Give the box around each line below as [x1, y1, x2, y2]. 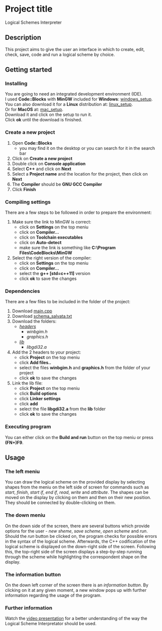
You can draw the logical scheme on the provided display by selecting [5, 479, 146, 485]
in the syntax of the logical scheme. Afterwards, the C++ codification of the [5, 538, 156, 544]
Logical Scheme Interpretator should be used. [5, 621, 97, 627]
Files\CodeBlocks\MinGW [19, 250, 73, 256]
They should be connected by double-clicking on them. [5, 500, 116, 505]
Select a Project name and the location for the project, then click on [12, 171, 148, 177]
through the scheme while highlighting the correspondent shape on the [5, 554, 147, 560]
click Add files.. [19, 360, 51, 366]
